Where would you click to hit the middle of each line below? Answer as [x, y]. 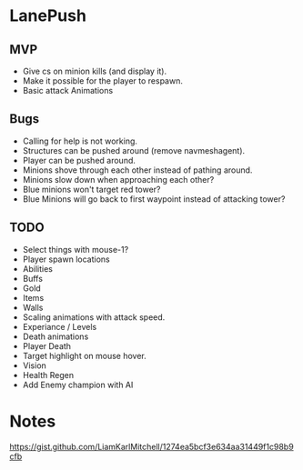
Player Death [46, 345]
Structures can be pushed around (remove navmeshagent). [134, 150]
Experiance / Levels [60, 326]
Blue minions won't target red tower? [91, 189]
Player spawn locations [66, 259]
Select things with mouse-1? [76, 249]
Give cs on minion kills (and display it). [94, 71]
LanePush [48, 16]
